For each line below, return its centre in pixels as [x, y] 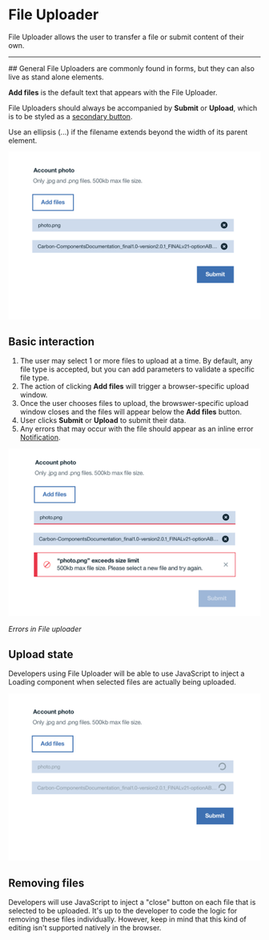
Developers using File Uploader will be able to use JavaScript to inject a [126, 673]
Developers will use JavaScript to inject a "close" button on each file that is [132, 902]
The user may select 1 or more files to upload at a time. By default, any [136, 361]
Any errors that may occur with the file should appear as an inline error [137, 429]
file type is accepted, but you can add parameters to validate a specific [137, 369]
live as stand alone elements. [56, 77]
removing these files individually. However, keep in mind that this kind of [127, 919]
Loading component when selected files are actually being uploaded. [122, 681]
